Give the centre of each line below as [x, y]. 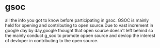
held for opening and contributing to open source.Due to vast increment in [79, 25]
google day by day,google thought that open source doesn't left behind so [79, 30]
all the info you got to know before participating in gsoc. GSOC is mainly [77, 20]
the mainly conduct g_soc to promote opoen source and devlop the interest [80, 36]
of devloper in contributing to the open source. [52, 40]
